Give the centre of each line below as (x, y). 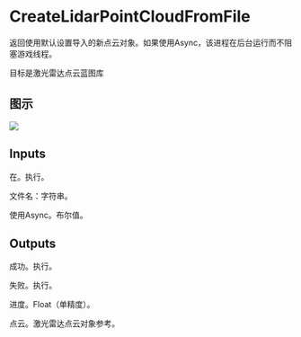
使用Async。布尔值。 (49, 215)
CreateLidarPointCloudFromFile (130, 17)
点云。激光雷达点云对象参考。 (64, 324)
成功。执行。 (33, 266)
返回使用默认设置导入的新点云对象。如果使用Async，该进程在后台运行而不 (147, 42)
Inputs (28, 154)
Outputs (33, 243)
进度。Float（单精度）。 (52, 305)
